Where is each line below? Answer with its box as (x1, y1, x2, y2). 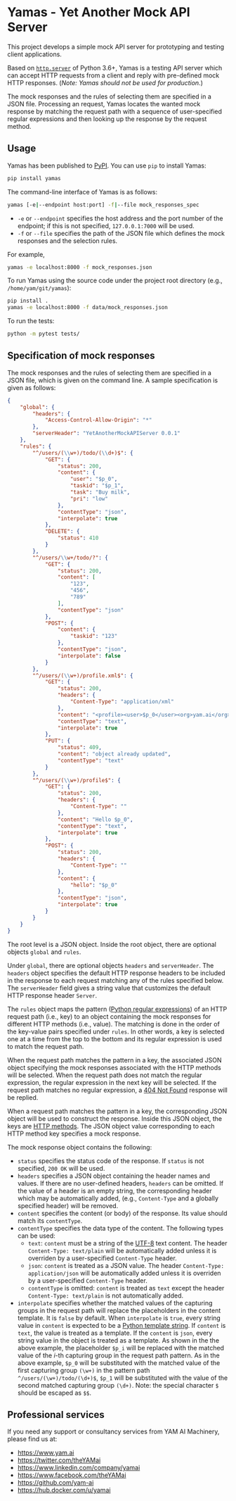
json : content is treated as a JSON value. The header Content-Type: (27, 1261, 225, 1269)
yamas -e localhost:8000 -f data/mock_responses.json (7, 304, 169, 311)
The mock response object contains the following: (7, 1143, 152, 1151)
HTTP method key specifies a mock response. (7, 1129, 141, 1138)
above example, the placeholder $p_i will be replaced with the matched (17, 1343, 225, 1352)
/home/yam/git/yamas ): (7, 284, 72, 292)
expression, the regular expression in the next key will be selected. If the (7, 1078, 217, 1086)
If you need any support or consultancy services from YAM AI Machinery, (7, 1427, 220, 1436)
